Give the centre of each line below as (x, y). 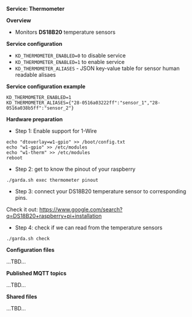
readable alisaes (35, 75)
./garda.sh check (28, 239)
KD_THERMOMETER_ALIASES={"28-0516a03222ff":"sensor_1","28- (84, 103)
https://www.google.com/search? (81, 210)
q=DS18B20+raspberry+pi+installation (54, 216)
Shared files (22, 296)
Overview (19, 20)
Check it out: (22, 210)
